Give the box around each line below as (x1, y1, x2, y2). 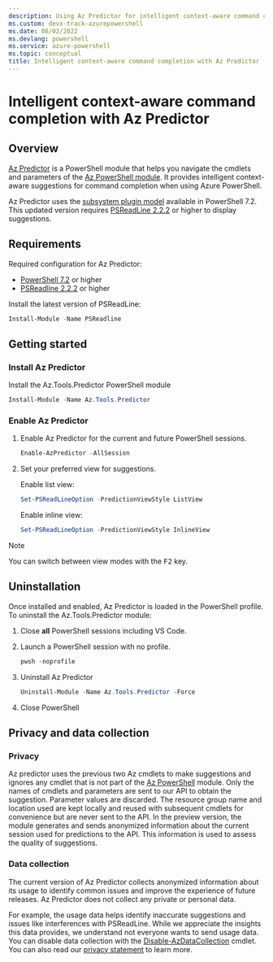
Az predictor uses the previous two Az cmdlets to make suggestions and (8, 769, 252, 779)
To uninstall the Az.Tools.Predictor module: (8, 610, 152, 620)
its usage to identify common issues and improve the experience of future (8, 886, 256, 895)
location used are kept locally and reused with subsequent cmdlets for (8, 803, 244, 813)
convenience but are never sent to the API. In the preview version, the (8, 812, 242, 822)
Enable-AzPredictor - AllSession (19, 449, 130, 458)
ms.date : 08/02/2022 (8, 27, 79, 35)
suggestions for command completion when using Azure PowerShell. (31, 181, 262, 190)
